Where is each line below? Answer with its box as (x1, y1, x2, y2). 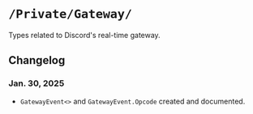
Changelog (8, 53, 66, 67)
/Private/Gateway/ (8, 6, 132, 22)
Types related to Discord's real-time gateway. (8, 30, 161, 40)
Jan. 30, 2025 (8, 78, 65, 89)
